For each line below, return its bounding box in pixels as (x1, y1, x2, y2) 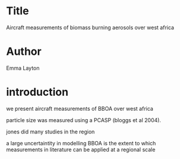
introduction (6, 85, 69, 99)
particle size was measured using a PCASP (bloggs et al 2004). (6, 116, 162, 123)
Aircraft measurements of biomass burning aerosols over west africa (6, 24, 174, 31)
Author (6, 45, 42, 58)
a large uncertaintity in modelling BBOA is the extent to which (6, 139, 156, 146)
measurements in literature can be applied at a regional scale (6, 146, 156, 153)
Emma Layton (6, 64, 40, 71)
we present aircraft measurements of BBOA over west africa (6, 105, 153, 112)
